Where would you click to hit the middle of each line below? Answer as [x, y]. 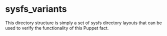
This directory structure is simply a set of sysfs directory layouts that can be [84, 23]
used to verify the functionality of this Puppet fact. [57, 28]
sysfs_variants [36, 9]
